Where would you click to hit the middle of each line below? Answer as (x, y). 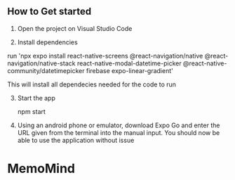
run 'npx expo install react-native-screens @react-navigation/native (105, 56)
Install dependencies (48, 42)
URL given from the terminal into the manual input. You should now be (119, 132)
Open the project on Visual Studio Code (75, 28)
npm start (31, 111)
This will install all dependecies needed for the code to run (92, 84)
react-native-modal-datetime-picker (129, 63)
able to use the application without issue (76, 140)
